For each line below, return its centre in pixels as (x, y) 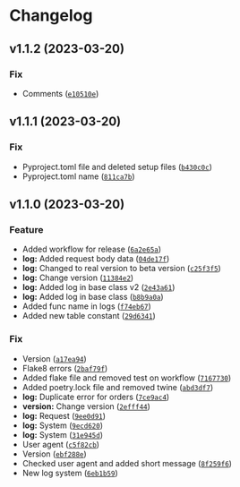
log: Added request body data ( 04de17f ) (96, 259)
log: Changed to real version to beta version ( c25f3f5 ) (121, 269)
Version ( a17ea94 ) (54, 358)
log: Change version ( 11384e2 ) (78, 278)
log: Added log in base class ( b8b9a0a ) (93, 297)
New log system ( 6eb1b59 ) (70, 473)
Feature (26, 229)
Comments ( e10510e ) (60, 93)
